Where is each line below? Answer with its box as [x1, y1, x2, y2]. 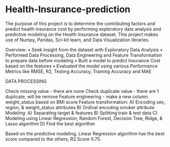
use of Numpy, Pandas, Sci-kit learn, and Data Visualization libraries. [5, 37, 150, 43]
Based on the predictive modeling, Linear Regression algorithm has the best [5, 130, 165, 136]
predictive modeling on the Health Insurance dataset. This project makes [5, 31, 158, 37]
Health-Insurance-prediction [5, 4, 131, 15]
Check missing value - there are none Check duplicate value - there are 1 [5, 88, 159, 94]
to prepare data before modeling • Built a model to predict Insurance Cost [5, 57, 161, 63]
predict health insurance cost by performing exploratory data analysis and [5, 26, 161, 32]
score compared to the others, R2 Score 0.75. [5, 136, 101, 142]
